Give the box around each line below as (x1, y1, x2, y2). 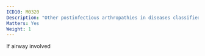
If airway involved (6, 43, 51, 50)
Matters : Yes (6, 20, 40, 26)
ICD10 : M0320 (6, 9, 40, 15)
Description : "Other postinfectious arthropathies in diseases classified (6, 15, 201, 21)
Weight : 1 (6, 26, 32, 32)
